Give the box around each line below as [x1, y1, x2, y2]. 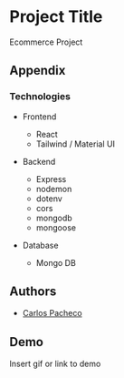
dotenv [35, 193, 63, 204]
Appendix [9, 63, 66, 78]
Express [35, 173, 67, 184]
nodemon [35, 183, 72, 194]
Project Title [9, 6, 103, 27]
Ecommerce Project [9, 36, 83, 47]
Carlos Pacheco [22, 308, 83, 319]
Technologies [9, 90, 71, 103]
